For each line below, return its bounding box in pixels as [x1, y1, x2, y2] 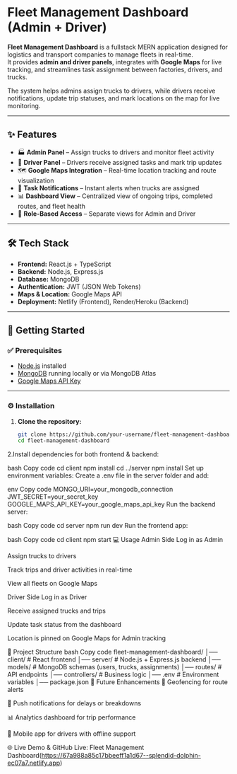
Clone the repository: [17, 417, 82, 425]
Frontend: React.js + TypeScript [17, 260, 111, 268]
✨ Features [7, 129, 57, 141]
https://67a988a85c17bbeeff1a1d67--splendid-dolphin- [41, 751, 201, 760]
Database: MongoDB [17, 275, 80, 283]
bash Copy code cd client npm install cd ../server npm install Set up [7, 464, 204, 473]
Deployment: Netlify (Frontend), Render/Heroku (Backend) [17, 297, 189, 306]
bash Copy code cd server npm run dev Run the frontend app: [7, 521, 188, 530]
